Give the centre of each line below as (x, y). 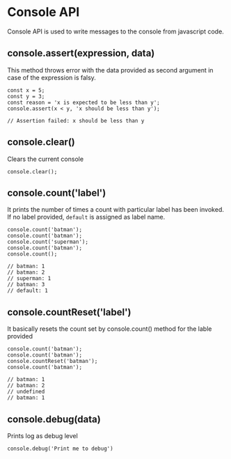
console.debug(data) (54, 419)
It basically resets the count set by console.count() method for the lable (110, 329)
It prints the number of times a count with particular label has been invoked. (115, 210)
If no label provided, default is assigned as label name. (86, 217)
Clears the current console (46, 159)
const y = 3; (26, 96)
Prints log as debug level (42, 436)
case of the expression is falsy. (51, 77)
